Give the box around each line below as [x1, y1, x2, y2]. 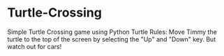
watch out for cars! [7, 42, 62, 50]
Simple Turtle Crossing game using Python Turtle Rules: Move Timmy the [7, 28, 218, 36]
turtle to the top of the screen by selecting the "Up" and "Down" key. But [7, 35, 216, 43]
